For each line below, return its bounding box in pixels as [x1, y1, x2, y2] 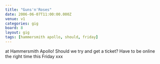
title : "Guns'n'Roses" [5, 7, 52, 12]
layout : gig [5, 30, 30, 35]
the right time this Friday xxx [5, 53, 63, 59]
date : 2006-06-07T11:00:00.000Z [5, 12, 72, 17]
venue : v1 [5, 16, 26, 21]
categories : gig [5, 21, 39, 26]
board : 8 [5, 26, 23, 31]
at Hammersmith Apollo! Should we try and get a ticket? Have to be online [5, 48, 156, 54]
